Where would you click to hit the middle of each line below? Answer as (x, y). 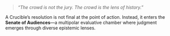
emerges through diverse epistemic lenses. (50, 28)
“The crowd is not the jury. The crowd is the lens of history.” (80, 7)
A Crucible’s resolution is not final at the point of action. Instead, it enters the (85, 17)
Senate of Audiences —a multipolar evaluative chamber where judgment (81, 23)
